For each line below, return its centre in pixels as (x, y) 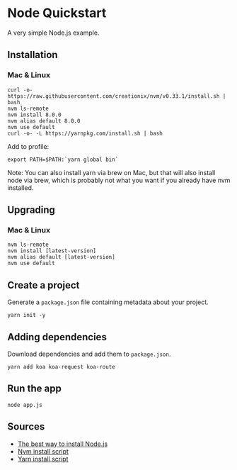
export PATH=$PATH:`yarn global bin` (63, 160)
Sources (26, 427)
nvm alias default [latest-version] (61, 257)
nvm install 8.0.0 (34, 115)
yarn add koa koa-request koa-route (61, 367)
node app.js (25, 405)
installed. (21, 188)
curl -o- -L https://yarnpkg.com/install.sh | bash (85, 133)
